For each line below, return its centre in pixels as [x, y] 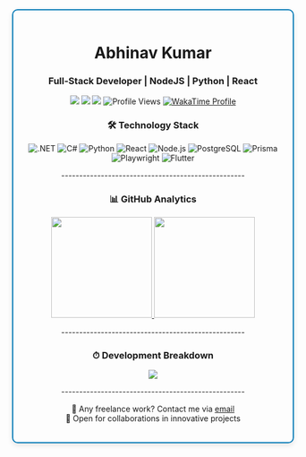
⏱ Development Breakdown [153, 355]
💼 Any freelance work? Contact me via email [153, 409]
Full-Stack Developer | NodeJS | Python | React [153, 82]
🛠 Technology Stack [153, 125]
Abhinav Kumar [153, 53]
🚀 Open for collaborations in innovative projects [153, 418]
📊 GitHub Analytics [153, 199]
